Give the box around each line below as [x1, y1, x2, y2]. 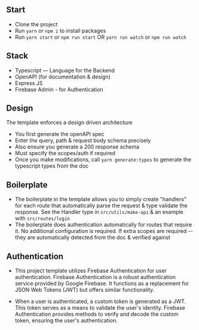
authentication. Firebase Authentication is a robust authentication [14, 274, 176, 281]
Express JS [14, 79, 43, 86]
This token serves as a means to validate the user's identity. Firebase [14, 304, 185, 311]
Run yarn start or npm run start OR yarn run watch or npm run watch [14, 33, 186, 41]
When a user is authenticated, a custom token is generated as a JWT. [14, 298, 186, 305]
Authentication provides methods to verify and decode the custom [14, 311, 179, 318]
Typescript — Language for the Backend [14, 66, 115, 74]
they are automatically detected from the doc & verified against [14, 234, 170, 241]
